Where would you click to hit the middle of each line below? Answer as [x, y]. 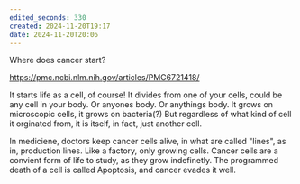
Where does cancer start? [58, 60]
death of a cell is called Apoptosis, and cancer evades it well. [123, 170]
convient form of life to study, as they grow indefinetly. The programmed [144, 161]
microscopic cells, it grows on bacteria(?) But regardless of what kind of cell [150, 115]
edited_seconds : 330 [48, 18]
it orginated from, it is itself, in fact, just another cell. [106, 124]
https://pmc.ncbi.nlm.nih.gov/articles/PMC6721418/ [105, 78]
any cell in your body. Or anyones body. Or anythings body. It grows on [141, 105]
